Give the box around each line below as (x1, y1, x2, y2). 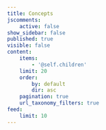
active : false (19, 23, 59, 30)
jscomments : (7, 17, 41, 23)
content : (7, 49, 32, 56)
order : (19, 74, 38, 81)
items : (19, 55, 38, 62)
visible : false (7, 42, 51, 49)
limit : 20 (19, 67, 48, 74)
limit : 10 (19, 112, 48, 119)
